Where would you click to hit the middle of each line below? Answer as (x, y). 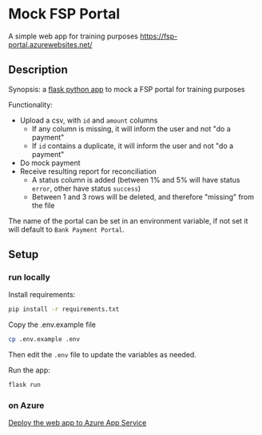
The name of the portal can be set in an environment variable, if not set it (128, 220)
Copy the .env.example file (52, 324)
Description (38, 70)
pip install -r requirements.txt (64, 309)
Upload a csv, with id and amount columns (89, 120)
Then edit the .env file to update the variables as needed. (103, 355)
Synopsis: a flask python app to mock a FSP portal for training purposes (127, 89)
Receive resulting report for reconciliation (88, 171)
